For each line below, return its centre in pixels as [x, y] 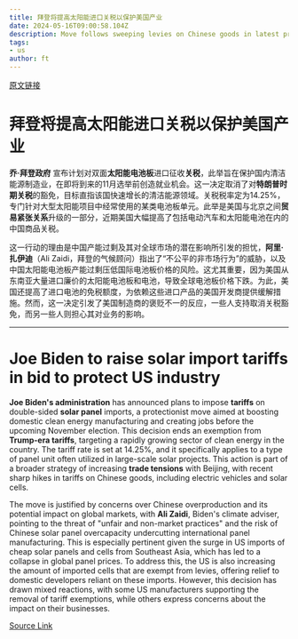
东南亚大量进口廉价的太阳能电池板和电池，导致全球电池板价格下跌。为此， [145, 280]
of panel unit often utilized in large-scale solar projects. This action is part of [149, 459]
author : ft [29, 59]
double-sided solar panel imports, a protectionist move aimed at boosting [144, 411]
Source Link [31, 625]
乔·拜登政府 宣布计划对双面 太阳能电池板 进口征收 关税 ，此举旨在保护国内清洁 [148, 172]
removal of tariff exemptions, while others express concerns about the [137, 599]
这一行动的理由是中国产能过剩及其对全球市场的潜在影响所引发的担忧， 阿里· [146, 247]
